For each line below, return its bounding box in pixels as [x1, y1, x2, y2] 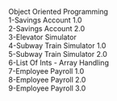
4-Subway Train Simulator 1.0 [8, 41, 107, 50]
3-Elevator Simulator [8, 32, 77, 42]
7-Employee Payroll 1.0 [8, 67, 85, 75]
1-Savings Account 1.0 [8, 15, 82, 25]
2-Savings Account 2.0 [8, 24, 86, 33]
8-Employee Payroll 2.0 [8, 75, 86, 84]
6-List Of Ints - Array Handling [8, 58, 109, 67]
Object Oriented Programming [8, 7, 109, 16]
